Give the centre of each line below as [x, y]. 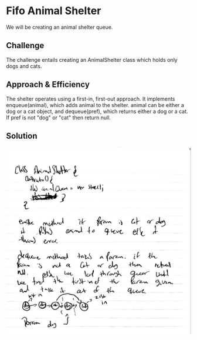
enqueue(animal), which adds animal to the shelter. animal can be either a [95, 105]
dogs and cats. [24, 66]
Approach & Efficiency [48, 84]
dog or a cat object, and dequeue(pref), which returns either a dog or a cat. [97, 111]
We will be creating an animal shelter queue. [60, 27]
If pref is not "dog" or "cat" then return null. [59, 117]
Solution [22, 136]
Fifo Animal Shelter [54, 11]
